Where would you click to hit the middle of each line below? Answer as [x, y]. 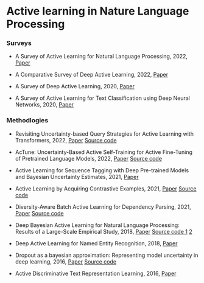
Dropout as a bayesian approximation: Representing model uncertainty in [107, 255]
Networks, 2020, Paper [44, 105]
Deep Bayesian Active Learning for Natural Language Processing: [97, 225]
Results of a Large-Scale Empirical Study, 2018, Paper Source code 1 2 [104, 231]
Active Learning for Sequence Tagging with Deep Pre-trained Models [102, 170]
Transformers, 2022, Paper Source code [66, 140]
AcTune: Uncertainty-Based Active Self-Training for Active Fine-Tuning [104, 152]
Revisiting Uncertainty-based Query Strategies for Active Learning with [104, 134]
